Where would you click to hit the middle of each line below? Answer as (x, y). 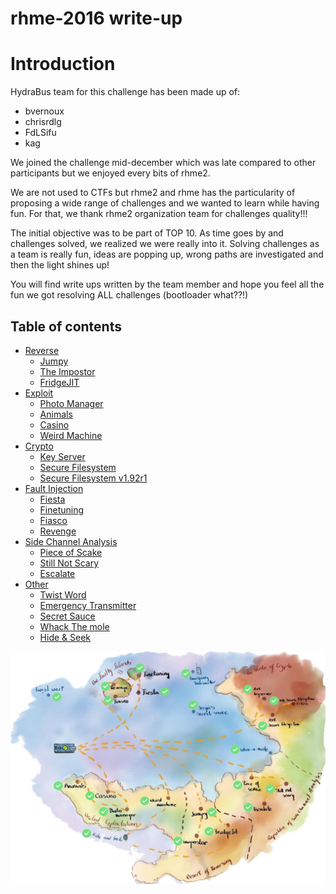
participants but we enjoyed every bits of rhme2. (110, 173)
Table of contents (66, 326)
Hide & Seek (65, 637)
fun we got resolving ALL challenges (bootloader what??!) (129, 295)
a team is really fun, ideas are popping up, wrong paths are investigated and (167, 254)
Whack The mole (74, 626)
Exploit (39, 393)
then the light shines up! (60, 265)
